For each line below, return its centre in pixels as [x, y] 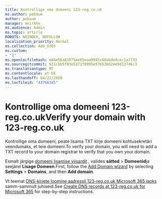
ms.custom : [16, 50]
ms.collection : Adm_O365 [30, 46]
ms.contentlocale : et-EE [30, 74]
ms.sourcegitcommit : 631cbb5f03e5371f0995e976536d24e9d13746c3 [71, 64]
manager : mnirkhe [23, 23]
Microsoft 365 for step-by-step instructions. [50, 191]
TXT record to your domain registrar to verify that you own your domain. [78, 151]
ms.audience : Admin [25, 28]
